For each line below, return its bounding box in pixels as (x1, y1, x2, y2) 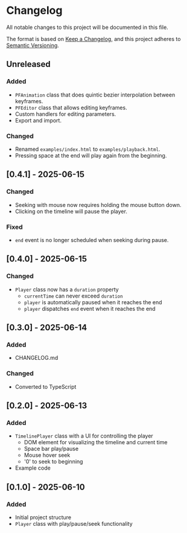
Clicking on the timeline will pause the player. (14, 208, 128, 215)
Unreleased (6, 59, 51, 69)
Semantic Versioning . (6, 42, 59, 49)
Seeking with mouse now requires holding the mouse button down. (14, 201, 182, 208)
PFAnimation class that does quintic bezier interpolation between (14, 91, 176, 98)
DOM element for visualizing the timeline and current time (24, 439, 168, 446)
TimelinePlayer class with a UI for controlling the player (14, 432, 154, 439)
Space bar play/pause (24, 445, 79, 453)
